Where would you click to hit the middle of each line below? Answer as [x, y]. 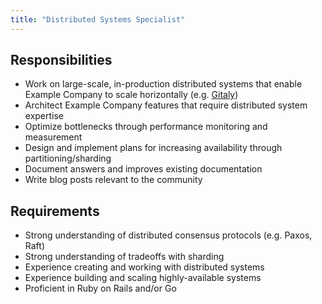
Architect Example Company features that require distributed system [166, 105]
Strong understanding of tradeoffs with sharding [124, 257]
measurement [53, 137]
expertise [44, 116]
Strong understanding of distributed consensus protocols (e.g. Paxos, [168, 235]
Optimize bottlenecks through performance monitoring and [146, 127]
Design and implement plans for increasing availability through [153, 148]
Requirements [55, 211]
